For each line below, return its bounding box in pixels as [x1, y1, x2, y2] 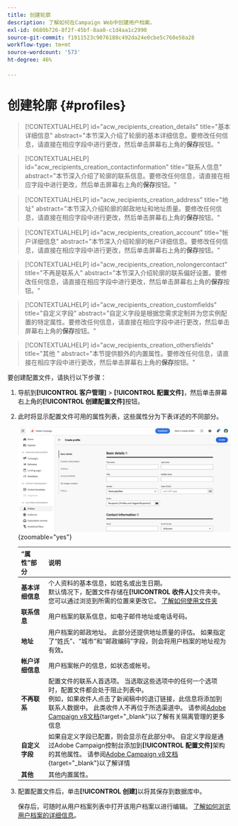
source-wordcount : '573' [7, 49, 81, 56]
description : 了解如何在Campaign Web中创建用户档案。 [7, 18, 156, 26]
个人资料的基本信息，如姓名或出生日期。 [48, 579, 166, 588]
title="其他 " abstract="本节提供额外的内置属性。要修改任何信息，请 [24, 349, 223, 357]
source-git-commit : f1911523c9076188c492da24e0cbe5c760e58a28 [7, 34, 195, 41]
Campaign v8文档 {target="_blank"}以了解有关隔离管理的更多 [48, 713, 225, 721]
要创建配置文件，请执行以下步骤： [7, 373, 107, 381]
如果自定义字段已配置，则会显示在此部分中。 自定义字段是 [48, 732, 218, 741]
